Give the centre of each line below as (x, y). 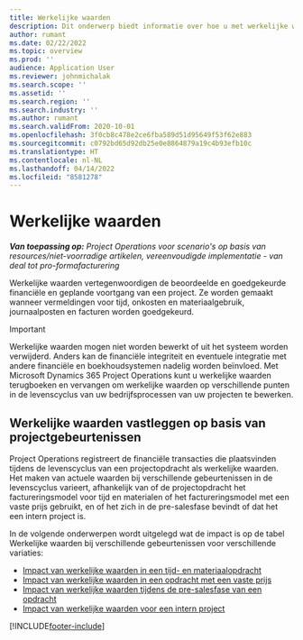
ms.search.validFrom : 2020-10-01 (72, 127)
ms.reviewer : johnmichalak (60, 77)
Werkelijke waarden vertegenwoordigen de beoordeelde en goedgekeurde (148, 283)
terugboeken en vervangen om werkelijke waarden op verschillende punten (150, 385)
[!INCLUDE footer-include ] (57, 626)
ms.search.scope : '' (48, 85)
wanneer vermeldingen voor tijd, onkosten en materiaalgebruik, (127, 302)
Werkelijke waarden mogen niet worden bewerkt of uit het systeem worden (149, 347)
